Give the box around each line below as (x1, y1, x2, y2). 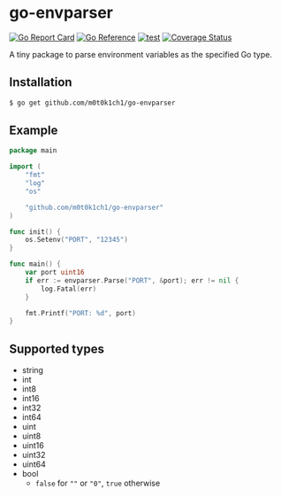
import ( (9, 162, 42, 171)
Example (9, 123, 58, 138)
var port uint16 (25, 268, 86, 277)
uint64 (21, 459, 47, 470)
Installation (9, 74, 72, 90)
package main (9, 146, 57, 155)
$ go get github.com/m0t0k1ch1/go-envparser (9, 98, 176, 107)
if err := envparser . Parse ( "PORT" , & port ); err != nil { (25, 276, 239, 285)
